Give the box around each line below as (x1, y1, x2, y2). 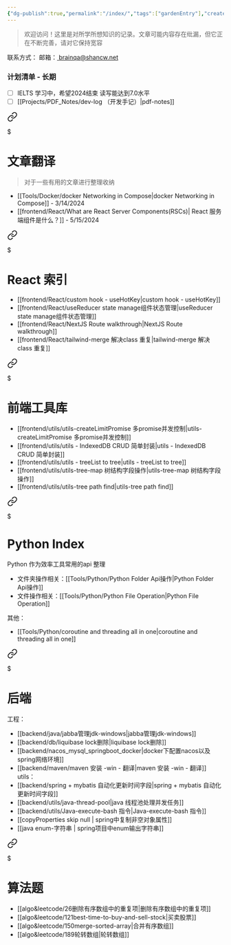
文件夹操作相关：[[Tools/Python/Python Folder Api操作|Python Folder (16, 574, 214, 582)
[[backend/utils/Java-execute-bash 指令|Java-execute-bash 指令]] (16, 807, 207, 815)
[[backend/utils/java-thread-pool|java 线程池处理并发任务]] (16, 798, 184, 806)
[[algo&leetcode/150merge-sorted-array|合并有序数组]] (16, 922, 174, 930)
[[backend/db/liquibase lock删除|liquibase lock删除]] (16, 738, 167, 746)
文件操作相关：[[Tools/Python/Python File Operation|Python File (16, 591, 199, 599)
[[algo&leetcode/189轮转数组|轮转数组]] (16, 930, 129, 938)
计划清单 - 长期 (7, 72, 56, 81)
